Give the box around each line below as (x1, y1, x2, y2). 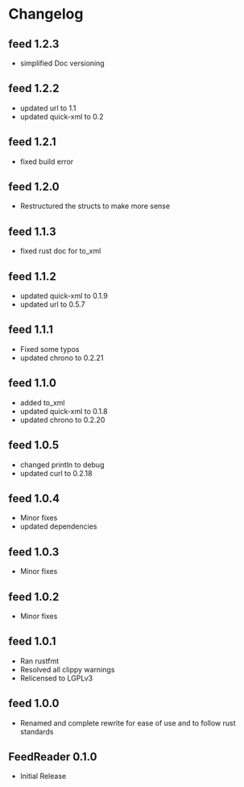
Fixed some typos (19, 344, 80, 354)
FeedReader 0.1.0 (8, 750, 97, 764)
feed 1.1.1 (8, 323, 54, 337)
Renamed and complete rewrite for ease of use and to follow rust (19, 718, 236, 727)
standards (19, 726, 54, 736)
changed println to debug (19, 459, 105, 469)
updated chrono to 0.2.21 (19, 353, 104, 362)
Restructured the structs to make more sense (19, 201, 171, 211)
